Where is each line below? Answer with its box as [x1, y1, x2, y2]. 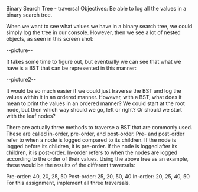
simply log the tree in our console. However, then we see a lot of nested [6, 29, 181, 36]
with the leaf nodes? [6, 112, 56, 119]
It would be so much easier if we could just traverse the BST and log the [6, 87, 181, 94]
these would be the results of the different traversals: [6, 162, 135, 168]
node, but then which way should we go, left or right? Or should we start [6, 106, 182, 113]
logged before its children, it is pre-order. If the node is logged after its [6, 143, 178, 149]
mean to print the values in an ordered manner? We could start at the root [6, 100, 185, 107]
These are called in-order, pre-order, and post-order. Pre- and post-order [6, 130, 185, 137]
